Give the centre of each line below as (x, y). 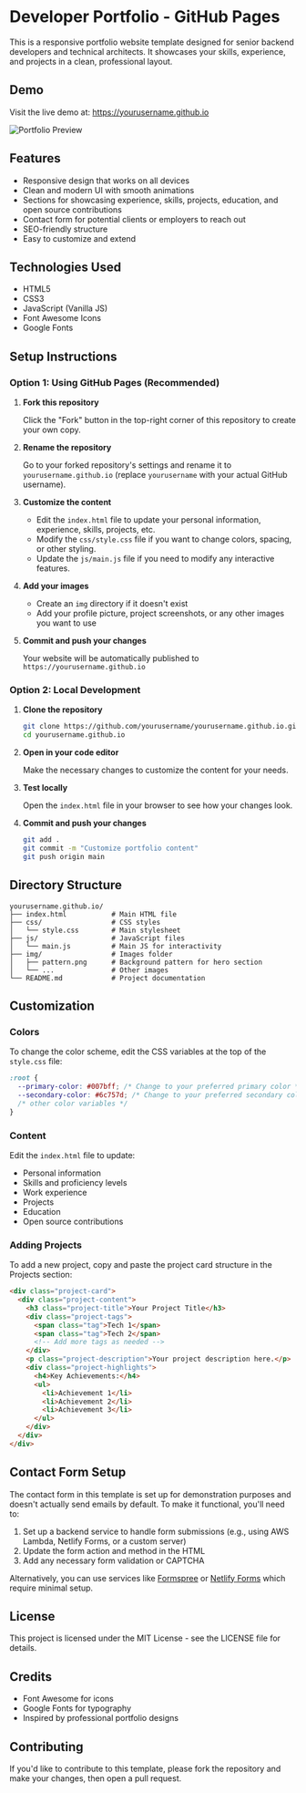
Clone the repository (62, 710)
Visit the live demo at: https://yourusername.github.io (109, 112)
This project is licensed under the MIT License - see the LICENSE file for (145, 1638)
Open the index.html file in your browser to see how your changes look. (158, 805)
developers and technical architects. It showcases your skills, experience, (148, 51)
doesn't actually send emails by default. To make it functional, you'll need (147, 1504)
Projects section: (41, 1275)
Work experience (55, 1192)
